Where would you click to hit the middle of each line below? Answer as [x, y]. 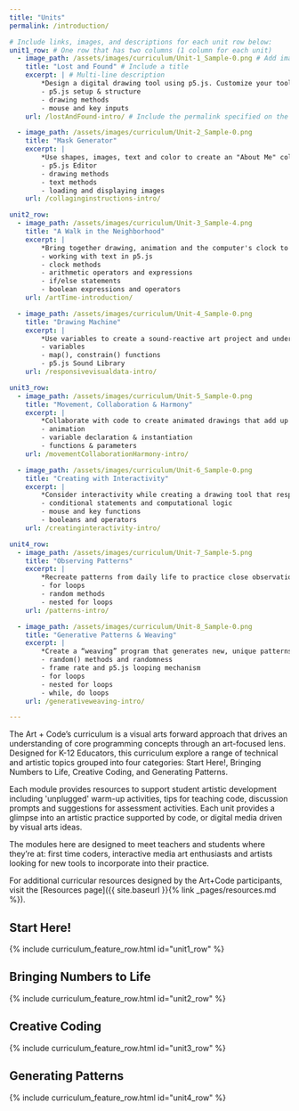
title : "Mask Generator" [71, 141]
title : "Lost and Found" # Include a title [107, 67]
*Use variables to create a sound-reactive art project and [155, 339]
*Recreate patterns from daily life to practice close [145, 577]
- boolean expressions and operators [111, 290]
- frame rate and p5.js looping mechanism [121, 668]
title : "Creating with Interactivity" [97, 478]
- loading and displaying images [103, 191]
